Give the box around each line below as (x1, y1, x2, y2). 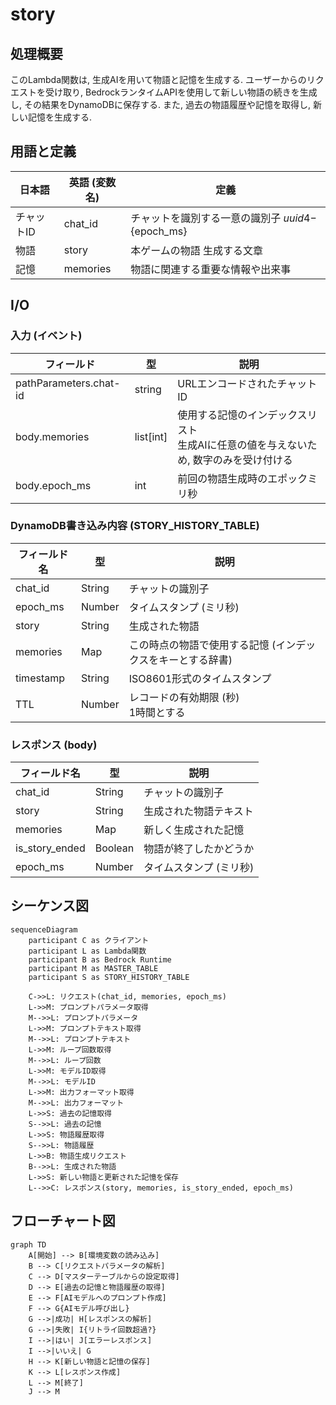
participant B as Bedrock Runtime (28, 954, 172, 965)
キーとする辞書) (158, 653, 233, 667)
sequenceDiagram (10, 924, 78, 935)
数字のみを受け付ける (192, 453, 293, 467)
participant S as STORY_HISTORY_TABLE (28, 972, 190, 982)
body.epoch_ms (15, 478, 92, 492)
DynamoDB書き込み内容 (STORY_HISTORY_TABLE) (10, 519, 260, 533)
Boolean (94, 841, 135, 855)
